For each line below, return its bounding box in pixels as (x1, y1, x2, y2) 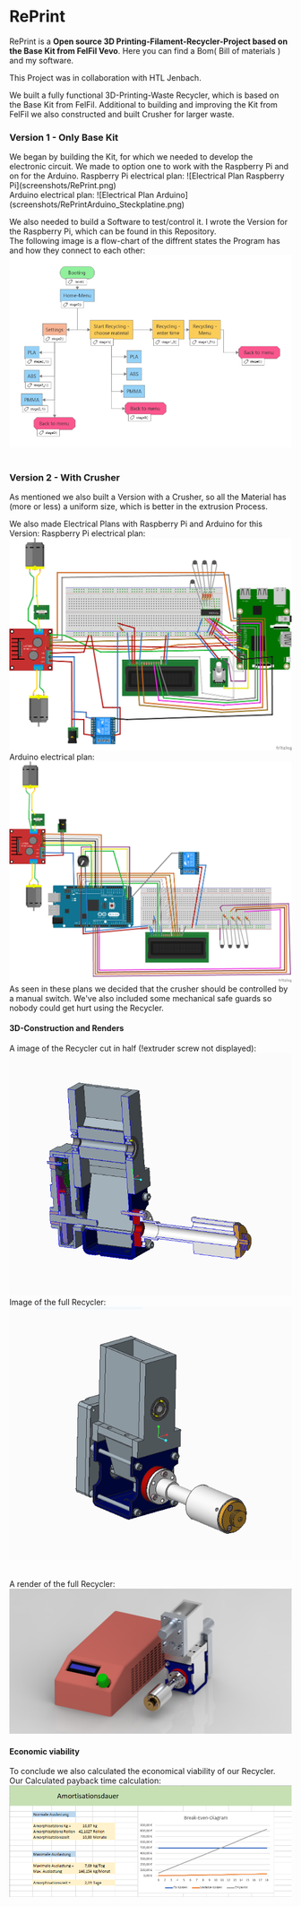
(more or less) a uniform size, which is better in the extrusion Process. (9, 500, 269, 512)
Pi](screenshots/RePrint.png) (9, 180, 116, 191)
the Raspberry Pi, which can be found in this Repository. (9, 226, 217, 237)
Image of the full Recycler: (9, 1296, 107, 1307)
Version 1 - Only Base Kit (9, 131, 119, 143)
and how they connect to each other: (9, 245, 146, 256)
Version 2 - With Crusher (9, 471, 121, 483)
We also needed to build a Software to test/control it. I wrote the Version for (9, 217, 288, 228)
